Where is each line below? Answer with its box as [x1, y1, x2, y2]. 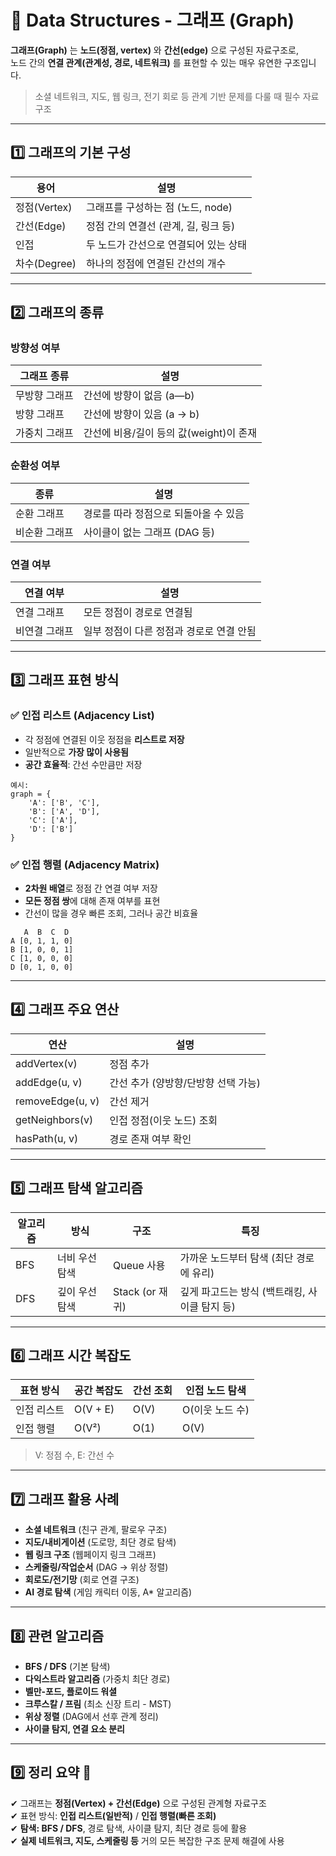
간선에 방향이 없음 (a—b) [83, 389, 195, 403]
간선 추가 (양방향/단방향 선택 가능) [109, 1076, 262, 1090]
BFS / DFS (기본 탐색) [24, 1661, 111, 1673]
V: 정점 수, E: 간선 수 [34, 1449, 115, 1461]
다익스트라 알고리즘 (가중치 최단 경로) [24, 1673, 171, 1685]
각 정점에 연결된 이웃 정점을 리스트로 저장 [24, 733, 185, 745]
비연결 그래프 [15, 624, 74, 638]
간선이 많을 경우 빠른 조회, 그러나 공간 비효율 [24, 907, 199, 920]
